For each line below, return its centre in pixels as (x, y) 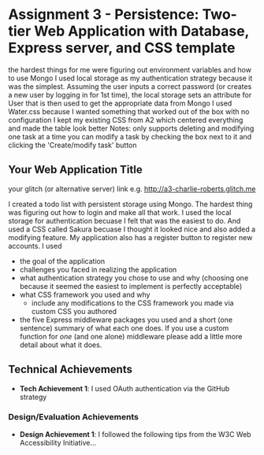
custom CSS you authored (74, 311)
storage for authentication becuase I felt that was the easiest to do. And (125, 220)
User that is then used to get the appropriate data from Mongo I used (120, 103)
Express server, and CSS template (122, 48)
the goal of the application (62, 261)
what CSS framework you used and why (85, 294)
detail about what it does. (61, 345)
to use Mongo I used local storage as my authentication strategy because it (130, 78)
